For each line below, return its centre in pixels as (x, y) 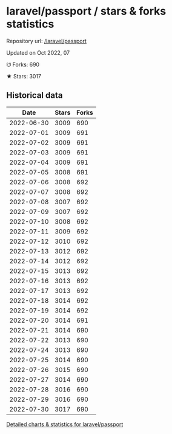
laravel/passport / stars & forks (86, 11)
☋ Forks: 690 (23, 64)
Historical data (35, 95)
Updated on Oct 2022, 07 (38, 52)
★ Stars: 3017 (24, 76)
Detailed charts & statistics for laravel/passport (65, 424)
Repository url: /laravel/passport (46, 41)
